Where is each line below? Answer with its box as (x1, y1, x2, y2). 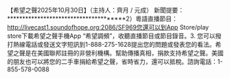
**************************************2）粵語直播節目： (7, 14, 179, 23)
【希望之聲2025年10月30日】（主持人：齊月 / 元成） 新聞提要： (7, 6, 185, 14)
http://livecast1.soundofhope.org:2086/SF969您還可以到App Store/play (7, 23, 209, 31)
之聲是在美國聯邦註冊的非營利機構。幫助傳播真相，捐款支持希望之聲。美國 (12, 49, 224, 57)
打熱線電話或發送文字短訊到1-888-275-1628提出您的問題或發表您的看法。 (7, 41, 216, 48)
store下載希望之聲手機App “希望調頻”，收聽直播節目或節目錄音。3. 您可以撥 (7, 32, 222, 40)
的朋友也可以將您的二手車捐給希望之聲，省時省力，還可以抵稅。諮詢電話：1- (7, 58, 223, 65)
